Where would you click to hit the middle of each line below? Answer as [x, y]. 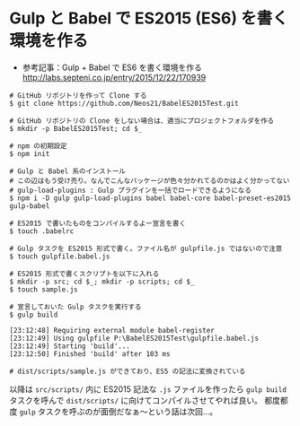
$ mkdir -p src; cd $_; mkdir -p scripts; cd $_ [102, 282]
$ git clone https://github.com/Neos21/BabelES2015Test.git [124, 103]
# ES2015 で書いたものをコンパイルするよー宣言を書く [98, 223]
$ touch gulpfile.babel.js [60, 256]
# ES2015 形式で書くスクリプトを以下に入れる [84, 274]
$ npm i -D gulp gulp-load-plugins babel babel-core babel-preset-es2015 [150, 198]
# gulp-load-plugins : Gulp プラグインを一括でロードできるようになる [130, 190]
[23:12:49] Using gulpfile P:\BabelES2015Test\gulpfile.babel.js [134, 338]
